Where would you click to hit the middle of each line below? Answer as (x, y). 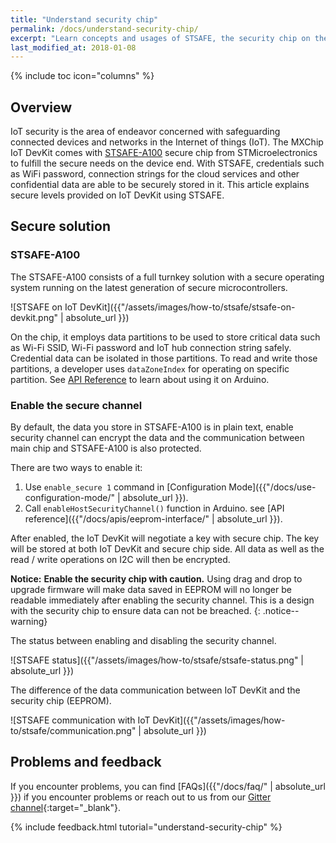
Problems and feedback (86, 762)
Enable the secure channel (76, 405)
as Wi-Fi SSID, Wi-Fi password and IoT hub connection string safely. (151, 347)
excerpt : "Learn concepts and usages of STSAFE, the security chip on (160, 38)
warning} (29, 622)
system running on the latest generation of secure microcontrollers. (149, 287)
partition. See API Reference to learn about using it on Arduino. (140, 379)
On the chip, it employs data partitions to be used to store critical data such (165, 337)
